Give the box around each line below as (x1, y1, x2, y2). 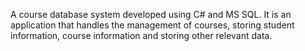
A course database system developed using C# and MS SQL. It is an (10, 9, 292, 20)
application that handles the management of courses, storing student (10, 19, 295, 31)
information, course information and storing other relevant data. (10, 30, 273, 41)
